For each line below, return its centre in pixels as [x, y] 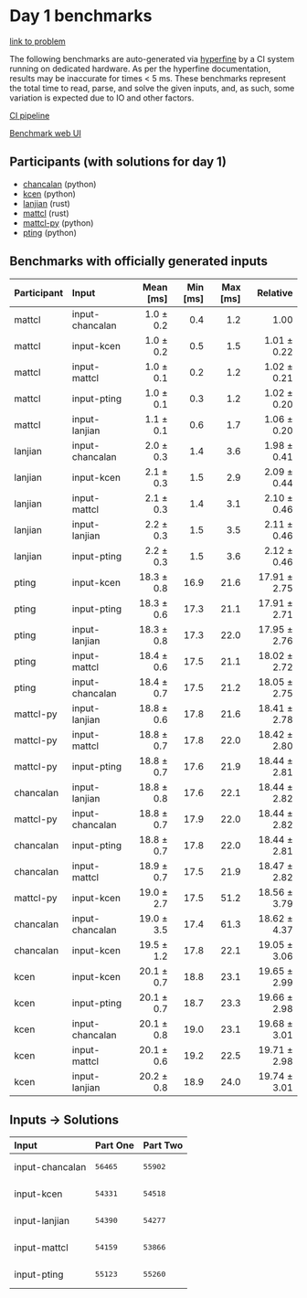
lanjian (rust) [46, 203]
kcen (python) [49, 194]
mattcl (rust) [46, 213]
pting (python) [50, 232]
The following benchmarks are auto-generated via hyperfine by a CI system [152, 59]
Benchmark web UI [46, 133]
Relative [275, 293]
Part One [115, 1145]
